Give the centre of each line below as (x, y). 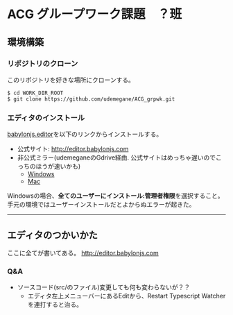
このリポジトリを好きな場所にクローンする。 (71, 80)
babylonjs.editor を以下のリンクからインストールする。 (85, 134)
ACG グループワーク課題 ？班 (95, 14)
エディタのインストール (46, 117)
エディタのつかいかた (53, 235)
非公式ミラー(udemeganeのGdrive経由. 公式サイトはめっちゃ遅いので (116, 157)
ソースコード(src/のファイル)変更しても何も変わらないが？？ (104, 287)
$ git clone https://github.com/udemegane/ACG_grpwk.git (91, 99)
